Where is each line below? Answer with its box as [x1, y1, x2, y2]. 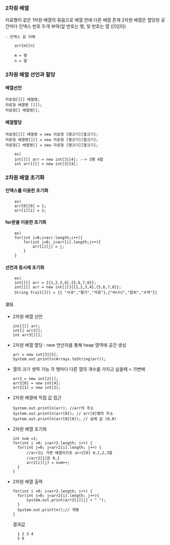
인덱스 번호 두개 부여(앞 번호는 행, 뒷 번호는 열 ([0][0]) [18, 23, 126, 29]
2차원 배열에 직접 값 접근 [12, 394, 62, 401]
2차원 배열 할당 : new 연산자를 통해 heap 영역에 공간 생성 [12, 342, 127, 348]
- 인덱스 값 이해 [5, 34, 36, 40]
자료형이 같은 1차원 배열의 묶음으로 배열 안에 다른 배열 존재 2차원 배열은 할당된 [5, 17, 160, 23]
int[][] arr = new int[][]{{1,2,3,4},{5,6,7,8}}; [14, 285, 122, 290]
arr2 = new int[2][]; [12, 376, 58, 381]
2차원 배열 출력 [12, 479, 43, 485]
